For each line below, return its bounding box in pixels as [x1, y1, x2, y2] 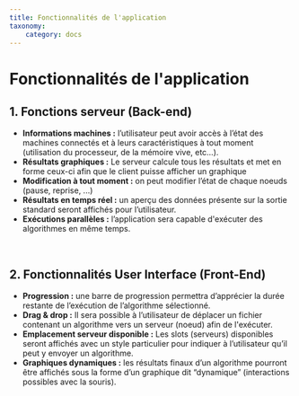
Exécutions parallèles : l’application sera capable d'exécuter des [22, 214, 263, 224]
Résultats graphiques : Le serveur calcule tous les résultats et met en [22, 156, 282, 167]
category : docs [25, 30, 83, 39]
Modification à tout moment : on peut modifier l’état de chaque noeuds [22, 176, 287, 187]
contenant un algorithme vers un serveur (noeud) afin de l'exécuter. [22, 320, 274, 330]
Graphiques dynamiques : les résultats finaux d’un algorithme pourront [22, 357, 287, 368]
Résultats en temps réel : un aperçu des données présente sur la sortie [22, 195, 287, 206]
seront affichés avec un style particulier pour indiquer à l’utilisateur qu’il [22, 339, 287, 349]
